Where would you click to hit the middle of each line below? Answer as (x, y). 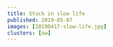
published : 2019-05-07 (40, 20)
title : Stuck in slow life (46, 13)
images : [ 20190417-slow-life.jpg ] (57, 26)
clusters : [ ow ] (29, 33)
